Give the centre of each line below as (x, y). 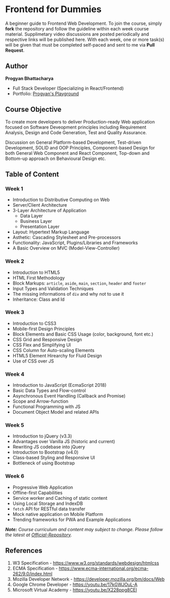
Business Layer (36, 221)
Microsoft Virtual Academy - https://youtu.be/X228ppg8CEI (75, 590)
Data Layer (31, 216)
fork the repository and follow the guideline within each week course (77, 28)
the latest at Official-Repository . (39, 535)
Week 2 (15, 261)
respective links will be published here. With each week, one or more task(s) (85, 39)
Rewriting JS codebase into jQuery (49, 447)
